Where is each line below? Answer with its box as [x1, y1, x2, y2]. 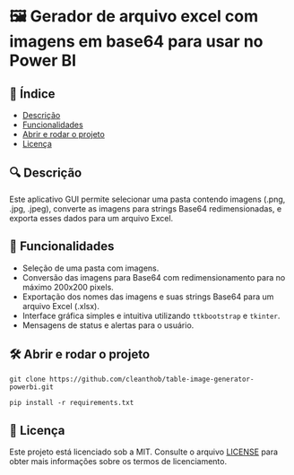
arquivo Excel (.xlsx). [22, 300, 100, 311]
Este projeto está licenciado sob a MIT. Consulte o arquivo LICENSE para [9, 446, 279, 457]
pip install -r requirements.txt [9, 399, 134, 408]
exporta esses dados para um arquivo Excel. [9, 212, 174, 223]
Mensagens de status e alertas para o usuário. [22, 319, 195, 331]
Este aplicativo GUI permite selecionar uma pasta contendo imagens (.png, [9, 194, 286, 204]
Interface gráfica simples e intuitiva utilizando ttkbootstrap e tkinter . [22, 310, 281, 321]
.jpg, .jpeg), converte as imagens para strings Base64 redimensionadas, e [9, 203, 282, 214]
